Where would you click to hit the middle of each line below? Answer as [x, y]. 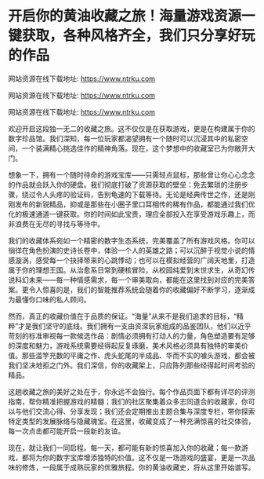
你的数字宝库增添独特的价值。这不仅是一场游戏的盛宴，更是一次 [145, 457]
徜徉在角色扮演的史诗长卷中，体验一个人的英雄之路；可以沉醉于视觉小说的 [128, 250]
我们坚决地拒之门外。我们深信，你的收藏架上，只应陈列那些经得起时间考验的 [132, 365]
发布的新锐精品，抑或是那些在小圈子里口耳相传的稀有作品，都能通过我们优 [135, 204]
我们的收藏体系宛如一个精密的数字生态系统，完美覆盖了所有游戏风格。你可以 [132, 240]
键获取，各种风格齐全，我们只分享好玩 [132, 36]
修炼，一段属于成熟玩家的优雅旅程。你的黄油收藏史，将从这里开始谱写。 [138, 467]
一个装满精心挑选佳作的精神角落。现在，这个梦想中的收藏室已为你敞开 [135, 148]
